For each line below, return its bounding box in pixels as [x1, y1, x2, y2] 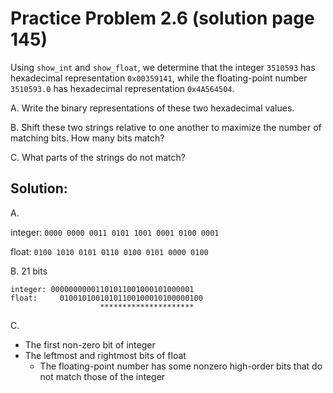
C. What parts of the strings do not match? [10, 151, 186, 163]
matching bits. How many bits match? [10, 132, 165, 144]
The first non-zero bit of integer [24, 338, 156, 351]
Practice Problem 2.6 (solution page [10, 7, 315, 30]
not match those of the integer [39, 370, 166, 382]
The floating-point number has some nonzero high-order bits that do [39, 360, 323, 372]
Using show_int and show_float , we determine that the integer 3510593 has [10, 61, 316, 73]
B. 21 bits [10, 265, 48, 277]
